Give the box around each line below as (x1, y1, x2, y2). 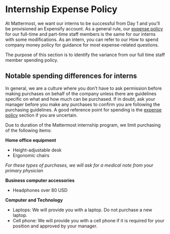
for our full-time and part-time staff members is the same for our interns (5, 31, 156, 37)
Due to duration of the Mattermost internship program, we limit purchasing (5, 122, 161, 128)
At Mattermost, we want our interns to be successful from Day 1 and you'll (5, 20, 160, 26)
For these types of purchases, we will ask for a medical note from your (5, 162, 154, 168)
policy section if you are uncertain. (5, 112, 78, 118)
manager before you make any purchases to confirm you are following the (5, 101, 160, 107)
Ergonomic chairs (12, 152, 50, 158)
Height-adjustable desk (12, 147, 62, 153)
